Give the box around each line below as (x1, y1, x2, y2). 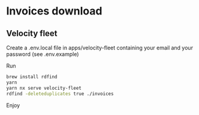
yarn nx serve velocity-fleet (6, 85, 82, 91)
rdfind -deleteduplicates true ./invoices (6, 90, 114, 97)
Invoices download (6, 4, 102, 18)
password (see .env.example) (6, 51, 79, 58)
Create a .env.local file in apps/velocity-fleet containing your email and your (6, 44, 194, 51)
